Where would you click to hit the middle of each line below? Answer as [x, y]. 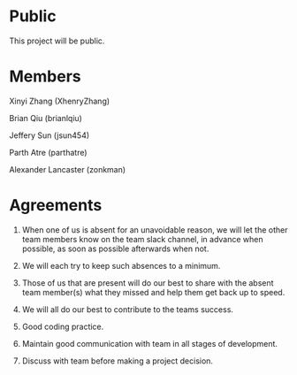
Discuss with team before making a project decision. [118, 361]
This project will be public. [57, 41]
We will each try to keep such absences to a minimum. [121, 265]
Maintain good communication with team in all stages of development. [150, 343]
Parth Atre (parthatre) [48, 152]
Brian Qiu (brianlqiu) [46, 118]
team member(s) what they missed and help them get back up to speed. [153, 292]
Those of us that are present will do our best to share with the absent [148, 283]
